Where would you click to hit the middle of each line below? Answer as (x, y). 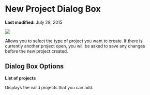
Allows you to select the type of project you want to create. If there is (74, 41)
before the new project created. (37, 51)
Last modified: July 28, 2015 (34, 22)
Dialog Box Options (34, 66)
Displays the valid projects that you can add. (49, 87)
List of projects (21, 78)
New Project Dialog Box (53, 9)
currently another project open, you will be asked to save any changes (75, 46)
